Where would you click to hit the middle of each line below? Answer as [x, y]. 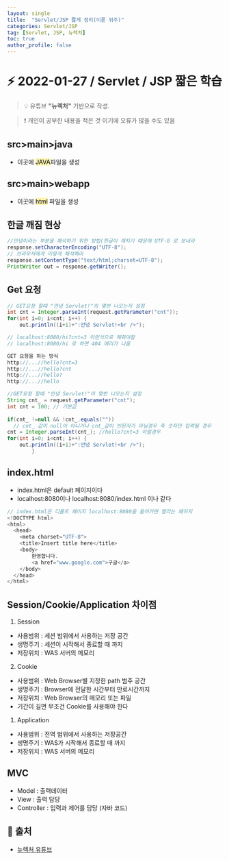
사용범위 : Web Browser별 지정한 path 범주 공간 [81, 681]
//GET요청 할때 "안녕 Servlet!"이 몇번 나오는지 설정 [75, 394]
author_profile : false [39, 45]
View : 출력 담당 [38, 799]
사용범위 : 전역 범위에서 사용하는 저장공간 [72, 735]
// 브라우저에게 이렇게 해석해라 [45, 254]
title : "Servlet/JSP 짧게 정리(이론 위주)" [66, 20]
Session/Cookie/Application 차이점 [82, 605]
